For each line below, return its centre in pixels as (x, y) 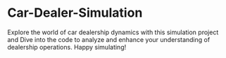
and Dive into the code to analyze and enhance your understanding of (109, 39)
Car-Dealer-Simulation (75, 13)
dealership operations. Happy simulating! (67, 47)
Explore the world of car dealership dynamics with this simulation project (113, 32)
